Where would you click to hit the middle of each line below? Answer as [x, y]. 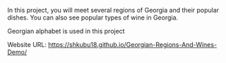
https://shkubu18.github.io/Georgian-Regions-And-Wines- [133, 44]
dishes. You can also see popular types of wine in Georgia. [93, 17]
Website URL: [27, 44]
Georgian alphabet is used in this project [66, 31]
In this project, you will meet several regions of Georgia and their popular [113, 10]
